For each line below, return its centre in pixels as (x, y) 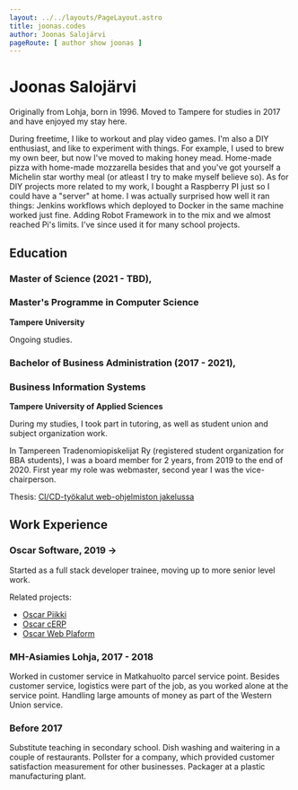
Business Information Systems (78, 387)
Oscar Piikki (44, 614)
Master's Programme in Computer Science (104, 303)
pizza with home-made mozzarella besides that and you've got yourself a (145, 168)
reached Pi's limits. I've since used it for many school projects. (125, 224)
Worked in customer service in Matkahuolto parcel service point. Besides (145, 676)
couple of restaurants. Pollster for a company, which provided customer (142, 757)
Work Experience (59, 525)
